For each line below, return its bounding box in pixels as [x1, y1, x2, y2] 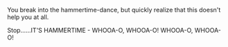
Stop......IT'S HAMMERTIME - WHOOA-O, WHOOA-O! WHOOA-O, [7, 27, 193, 34]
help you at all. [7, 13, 49, 21]
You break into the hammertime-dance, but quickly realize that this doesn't [7, 6, 221, 14]
